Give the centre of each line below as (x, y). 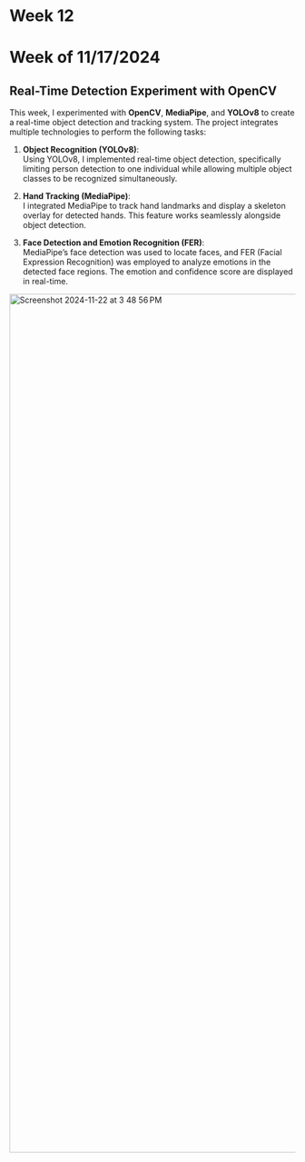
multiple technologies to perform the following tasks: (108, 132)
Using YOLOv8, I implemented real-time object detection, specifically (152, 159)
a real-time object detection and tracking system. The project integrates (144, 123)
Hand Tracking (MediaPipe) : (77, 196)
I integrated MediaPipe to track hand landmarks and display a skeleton (154, 206)
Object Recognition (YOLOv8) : (81, 150)
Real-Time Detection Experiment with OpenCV (143, 90)
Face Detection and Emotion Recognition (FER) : (113, 243)
